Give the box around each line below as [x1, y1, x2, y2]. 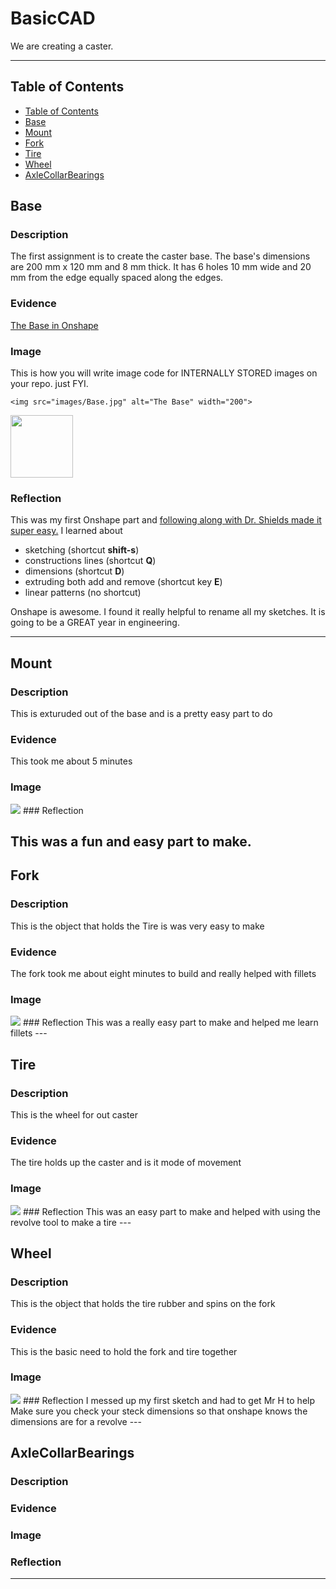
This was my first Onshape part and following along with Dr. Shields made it [10, 514, 322, 526]
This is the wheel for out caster [10, 1108, 138, 1121]
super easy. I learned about [10, 525, 123, 537]
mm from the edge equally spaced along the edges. [10, 272, 224, 284]
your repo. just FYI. [10, 378, 89, 390]
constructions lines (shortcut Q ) [24, 555, 157, 567]
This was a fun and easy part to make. [10, 833, 252, 850]
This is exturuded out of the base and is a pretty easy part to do [10, 708, 273, 720]
